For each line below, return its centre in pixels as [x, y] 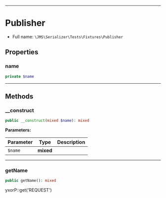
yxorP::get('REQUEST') [28, 190]
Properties [22, 52]
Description [71, 142]
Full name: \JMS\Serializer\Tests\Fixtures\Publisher [68, 36]
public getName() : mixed [31, 181]
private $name [20, 76]
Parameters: [18, 130]
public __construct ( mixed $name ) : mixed [47, 121]
